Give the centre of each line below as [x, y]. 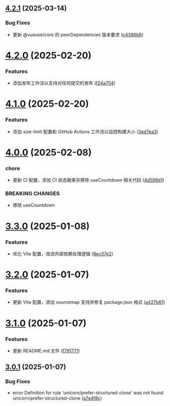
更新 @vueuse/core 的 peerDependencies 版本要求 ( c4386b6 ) [78, 35]
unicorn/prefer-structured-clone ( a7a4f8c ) [57, 398]
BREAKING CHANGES [33, 194]
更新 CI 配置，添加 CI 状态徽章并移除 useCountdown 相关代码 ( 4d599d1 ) [88, 180]
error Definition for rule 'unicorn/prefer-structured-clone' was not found [88, 393]
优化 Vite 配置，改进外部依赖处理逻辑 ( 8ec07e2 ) [63, 253]
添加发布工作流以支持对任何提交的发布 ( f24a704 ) [64, 83]
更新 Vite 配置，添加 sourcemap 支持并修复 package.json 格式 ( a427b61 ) [89, 302]
